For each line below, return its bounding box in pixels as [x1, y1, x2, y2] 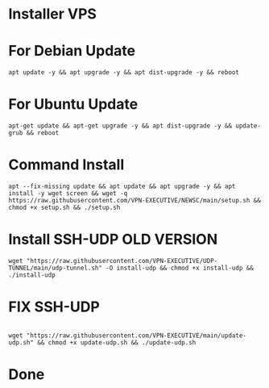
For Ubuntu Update [8, 95, 139, 114]
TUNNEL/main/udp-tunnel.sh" [8, 264, 103, 272]
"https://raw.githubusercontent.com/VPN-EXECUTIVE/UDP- [26, 257, 218, 265]
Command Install [8, 156, 125, 174]
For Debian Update [8, 42, 135, 60]
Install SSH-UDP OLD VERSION [8, 231, 218, 248]
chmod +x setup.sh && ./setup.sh [8, 203, 121, 211]
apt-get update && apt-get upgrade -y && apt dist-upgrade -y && [8, 122, 232, 130]
